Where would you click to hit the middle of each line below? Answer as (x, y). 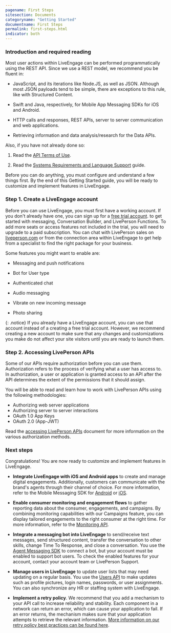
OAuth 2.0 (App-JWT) (36, 421)
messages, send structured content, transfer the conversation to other (87, 540)
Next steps (19, 450)
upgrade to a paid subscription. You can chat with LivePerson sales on (80, 232)
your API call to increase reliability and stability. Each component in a (85, 603)
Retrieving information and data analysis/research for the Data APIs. (84, 135)
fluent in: (15, 74)
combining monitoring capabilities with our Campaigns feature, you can (88, 514)
